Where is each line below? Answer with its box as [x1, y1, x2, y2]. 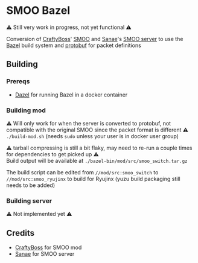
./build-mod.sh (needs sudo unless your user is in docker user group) [6, 132, 179, 139]
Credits [6, 227, 35, 238]
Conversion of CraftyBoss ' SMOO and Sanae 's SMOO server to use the [6, 35, 184, 42]
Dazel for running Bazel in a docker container [14, 91, 128, 98]
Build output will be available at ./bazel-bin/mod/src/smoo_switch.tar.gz [6, 157, 188, 164]
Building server [6, 197, 53, 205]
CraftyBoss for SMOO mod [14, 244, 82, 251]
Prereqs [6, 77, 30, 86]
